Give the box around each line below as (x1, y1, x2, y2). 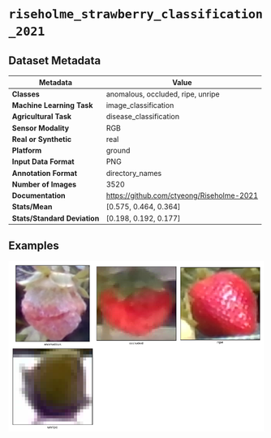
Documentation (11, 191, 67, 200)
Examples (8, 239, 59, 253)
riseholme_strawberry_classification (8, 6, 264, 22)
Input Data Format (11, 157, 75, 166)
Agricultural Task (11, 112, 71, 122)
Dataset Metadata (8, 54, 101, 67)
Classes (11, 89, 41, 99)
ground (105, 146, 131, 155)
